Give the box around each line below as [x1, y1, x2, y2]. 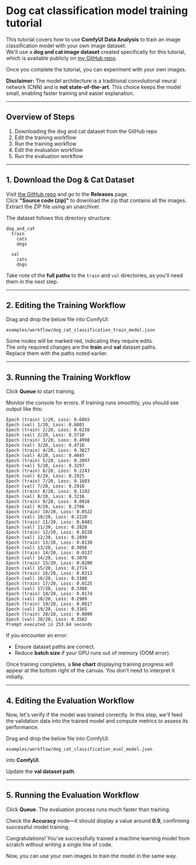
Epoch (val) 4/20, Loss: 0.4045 [6, 452, 85, 459]
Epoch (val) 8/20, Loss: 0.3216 [6, 493, 85, 500]
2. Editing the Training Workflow [6, 300, 126, 310]
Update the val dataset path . [6, 768, 76, 775]
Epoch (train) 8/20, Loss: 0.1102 [6, 489, 90, 495]
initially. [6, 673, 24, 680]
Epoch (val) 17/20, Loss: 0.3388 [6, 586, 87, 592]
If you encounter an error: [6, 632, 68, 639]
